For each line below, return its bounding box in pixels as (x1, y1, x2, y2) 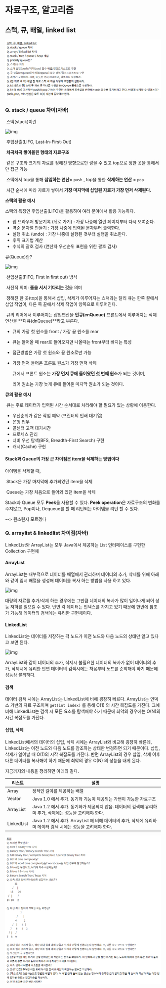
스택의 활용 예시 (5, 198, 36, 203)
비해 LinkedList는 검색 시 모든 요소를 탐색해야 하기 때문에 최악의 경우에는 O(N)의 (5, 708, 161, 714)
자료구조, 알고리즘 (5, 4, 74, 16)
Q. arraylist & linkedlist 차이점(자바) (5, 530, 89, 537)
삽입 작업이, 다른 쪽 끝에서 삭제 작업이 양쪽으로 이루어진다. (5, 301, 117, 307)
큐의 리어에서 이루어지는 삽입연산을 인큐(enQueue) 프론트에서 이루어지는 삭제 (6, 312, 157, 318)
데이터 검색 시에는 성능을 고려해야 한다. (37, 824, 113, 830)
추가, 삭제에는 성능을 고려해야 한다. (37, 810, 105, 816)
